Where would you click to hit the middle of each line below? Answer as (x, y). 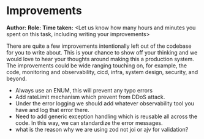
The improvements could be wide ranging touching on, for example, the (97, 66)
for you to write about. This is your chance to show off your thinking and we (102, 52)
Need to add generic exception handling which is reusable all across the (106, 116)
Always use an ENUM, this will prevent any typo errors (84, 90)
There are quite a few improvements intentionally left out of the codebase (99, 46)
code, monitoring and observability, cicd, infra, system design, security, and (102, 72)
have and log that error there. (52, 110)
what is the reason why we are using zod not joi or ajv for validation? (102, 129)
